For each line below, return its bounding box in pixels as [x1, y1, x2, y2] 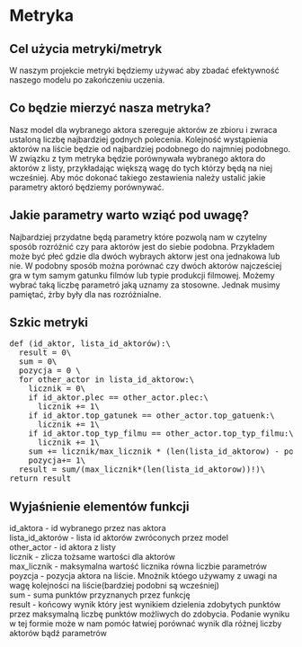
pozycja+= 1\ [28, 456, 85, 465]
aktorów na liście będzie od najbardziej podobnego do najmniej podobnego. [9, 143, 291, 154]
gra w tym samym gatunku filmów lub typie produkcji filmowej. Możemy [9, 270, 276, 280]
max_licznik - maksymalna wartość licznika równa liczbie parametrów [9, 561, 268, 572]
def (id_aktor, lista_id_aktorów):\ [9, 339, 171, 349]
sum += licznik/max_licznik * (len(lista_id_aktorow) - [28, 447, 280, 456]
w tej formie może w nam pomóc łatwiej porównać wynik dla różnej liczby [9, 618, 282, 629]
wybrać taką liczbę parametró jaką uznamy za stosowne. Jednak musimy [9, 279, 280, 290]
